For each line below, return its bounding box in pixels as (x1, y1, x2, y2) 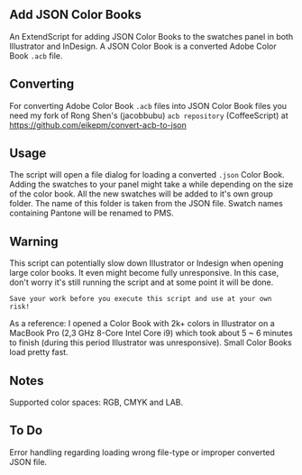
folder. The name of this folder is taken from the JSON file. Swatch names (9, 198, 284, 209)
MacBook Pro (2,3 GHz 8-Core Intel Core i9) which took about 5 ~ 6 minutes (9, 328, 293, 339)
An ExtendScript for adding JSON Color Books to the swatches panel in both (9, 31, 294, 41)
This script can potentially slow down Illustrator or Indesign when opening (9, 258, 284, 269)
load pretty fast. (9, 347, 69, 358)
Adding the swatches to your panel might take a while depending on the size (9, 179, 294, 190)
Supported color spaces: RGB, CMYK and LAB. (9, 397, 183, 408)
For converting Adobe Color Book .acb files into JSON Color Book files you (9, 100, 287, 111)
